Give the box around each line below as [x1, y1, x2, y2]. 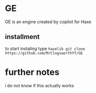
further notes [5, 66, 59, 78]
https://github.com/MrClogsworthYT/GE [5, 51, 83, 55]
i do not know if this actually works [5, 82, 74, 88]
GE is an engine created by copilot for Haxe [5, 19, 92, 25]
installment [5, 33, 40, 41]
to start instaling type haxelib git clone [5, 45, 85, 51]
